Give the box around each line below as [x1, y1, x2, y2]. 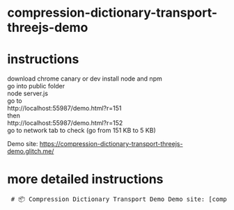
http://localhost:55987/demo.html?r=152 [7, 119, 123, 127]
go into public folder [7, 82, 65, 90]
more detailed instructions [7, 172, 164, 187]
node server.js [7, 89, 49, 98]
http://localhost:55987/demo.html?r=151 [7, 104, 122, 113]
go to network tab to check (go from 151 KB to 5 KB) [7, 127, 156, 135]
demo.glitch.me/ [7, 147, 54, 156]
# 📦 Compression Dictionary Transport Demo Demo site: [10, 195, 205, 203]
